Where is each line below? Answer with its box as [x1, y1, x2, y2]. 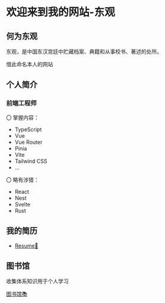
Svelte [14, 200, 31, 208]
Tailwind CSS [14, 157, 47, 165]
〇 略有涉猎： [6, 176, 39, 183]
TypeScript [14, 126, 42, 133]
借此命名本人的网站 [6, 61, 53, 67]
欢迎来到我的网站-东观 [6, 5, 116, 19]
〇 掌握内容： [6, 114, 39, 121]
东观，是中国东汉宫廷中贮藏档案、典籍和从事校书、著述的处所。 [6, 48, 162, 55]
